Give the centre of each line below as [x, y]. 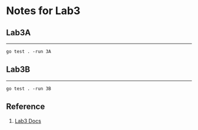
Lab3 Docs [28, 121]
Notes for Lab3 [43, 11]
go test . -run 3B [29, 89]
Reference [26, 107]
